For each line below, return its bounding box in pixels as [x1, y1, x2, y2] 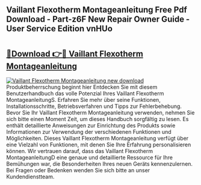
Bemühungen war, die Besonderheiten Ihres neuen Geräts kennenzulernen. [6, 160, 193, 168]
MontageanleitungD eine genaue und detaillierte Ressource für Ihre [6, 154, 173, 161]
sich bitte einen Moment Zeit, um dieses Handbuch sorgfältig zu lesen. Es [6, 116, 189, 122]
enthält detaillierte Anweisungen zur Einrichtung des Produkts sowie [6, 122, 176, 129]
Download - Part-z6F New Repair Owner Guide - [6, 14, 190, 25]
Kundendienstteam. [6, 173, 55, 180]
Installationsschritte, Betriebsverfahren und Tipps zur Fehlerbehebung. [6, 102, 182, 110]
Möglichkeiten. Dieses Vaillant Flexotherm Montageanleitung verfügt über [6, 135, 189, 142]
